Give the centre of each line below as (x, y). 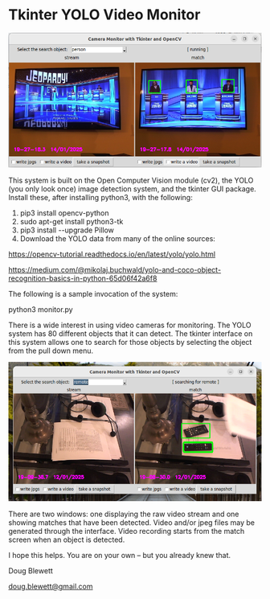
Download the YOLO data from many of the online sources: (117, 238)
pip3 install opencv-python (64, 213)
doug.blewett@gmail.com (51, 587)
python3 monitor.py (41, 309)
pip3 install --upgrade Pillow (67, 230)
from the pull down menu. (51, 351)
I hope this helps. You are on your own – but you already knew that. (120, 556)
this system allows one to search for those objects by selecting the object (130, 342)
